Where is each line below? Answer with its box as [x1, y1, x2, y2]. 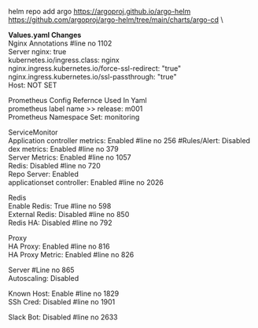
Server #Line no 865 [8, 265, 75, 275]
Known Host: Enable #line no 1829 [8, 289, 120, 298]
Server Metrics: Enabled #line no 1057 [8, 153, 131, 162]
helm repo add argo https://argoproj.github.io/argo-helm [8, 7, 191, 16]
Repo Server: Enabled [8, 169, 79, 179]
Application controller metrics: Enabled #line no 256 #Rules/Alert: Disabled [8, 136, 250, 145]
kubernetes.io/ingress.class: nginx [8, 55, 120, 64]
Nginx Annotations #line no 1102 [8, 39, 112, 48]
